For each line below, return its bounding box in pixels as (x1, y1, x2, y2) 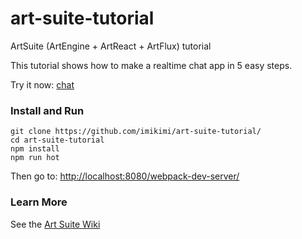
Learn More (10, 195, 68, 209)
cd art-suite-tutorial (10, 135, 105, 146)
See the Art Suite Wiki (10, 218, 101, 230)
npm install (10, 144, 60, 154)
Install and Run (10, 103, 85, 117)
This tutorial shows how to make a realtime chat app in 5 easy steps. (10, 59, 293, 71)
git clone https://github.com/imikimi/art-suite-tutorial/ (10, 127, 262, 137)
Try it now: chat (10, 78, 75, 91)
